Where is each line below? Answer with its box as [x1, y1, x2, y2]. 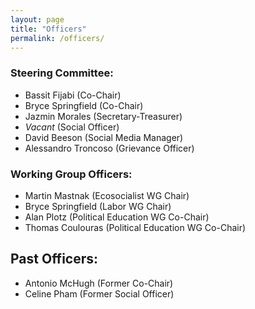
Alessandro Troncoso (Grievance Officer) [24, 142, 195, 154]
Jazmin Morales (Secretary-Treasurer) [24, 110, 183, 122]
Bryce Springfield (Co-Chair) [24, 99, 144, 111]
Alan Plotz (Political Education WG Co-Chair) [24, 211, 210, 223]
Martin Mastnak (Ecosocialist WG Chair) [24, 189, 190, 201]
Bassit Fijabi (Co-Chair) [24, 89, 122, 101]
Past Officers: [10, 251, 99, 268]
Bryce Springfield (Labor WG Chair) [24, 200, 172, 212]
